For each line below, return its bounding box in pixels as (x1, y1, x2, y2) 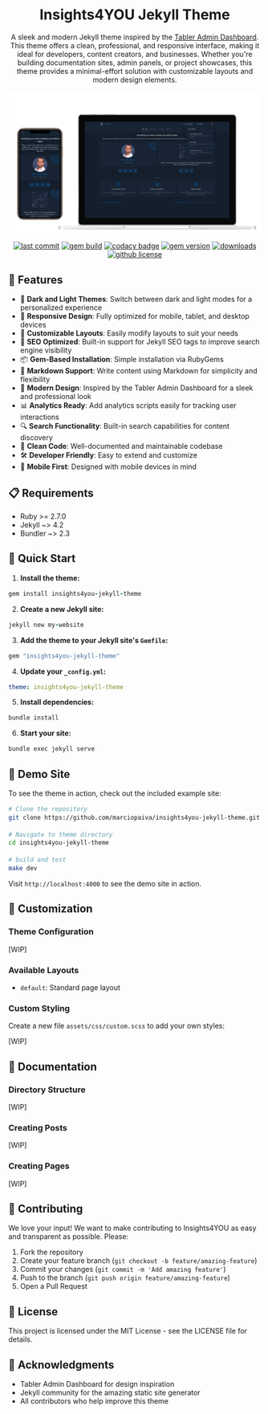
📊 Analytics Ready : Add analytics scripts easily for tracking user (19, 401, 237, 410)
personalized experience (19, 303, 103, 312)
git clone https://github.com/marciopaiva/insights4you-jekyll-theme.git (8, 813, 261, 821)
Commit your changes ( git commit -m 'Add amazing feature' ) (19, 1265, 226, 1274)
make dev (8, 865, 38, 873)
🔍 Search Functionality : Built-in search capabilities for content (19, 422, 230, 431)
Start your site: (19, 728, 71, 738)
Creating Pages (8, 1160, 70, 1172)
